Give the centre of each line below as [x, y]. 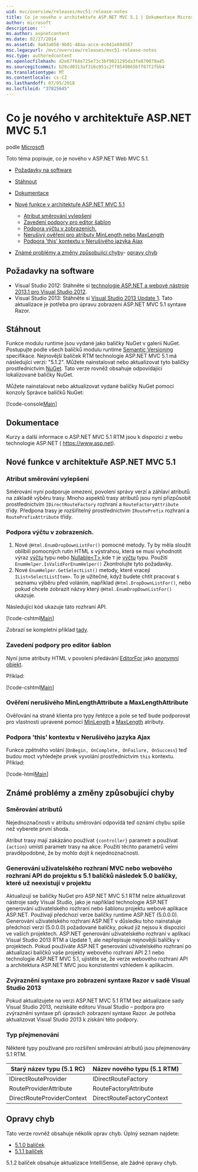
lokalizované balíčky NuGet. [40, 375]
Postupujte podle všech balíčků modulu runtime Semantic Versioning [90, 349]
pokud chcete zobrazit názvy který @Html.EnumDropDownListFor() [93, 589]
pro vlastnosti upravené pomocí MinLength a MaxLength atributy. [85, 722]
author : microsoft [29, 23]
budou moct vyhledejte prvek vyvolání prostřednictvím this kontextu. [90, 756]
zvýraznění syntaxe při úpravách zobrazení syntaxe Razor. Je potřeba [91, 1013]
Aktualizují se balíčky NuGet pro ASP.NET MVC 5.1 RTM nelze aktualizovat [96, 896]
